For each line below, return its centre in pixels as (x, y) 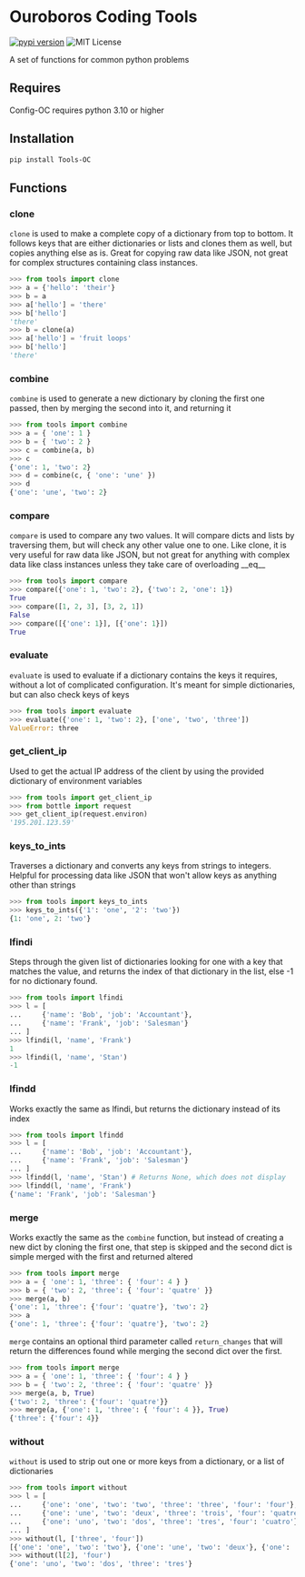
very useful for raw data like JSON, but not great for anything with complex (150, 555)
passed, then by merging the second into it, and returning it (120, 408)
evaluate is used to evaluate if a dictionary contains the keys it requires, (144, 675)
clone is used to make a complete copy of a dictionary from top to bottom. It (151, 234)
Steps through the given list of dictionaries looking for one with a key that (146, 962)
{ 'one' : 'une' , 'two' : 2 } (58, 493)
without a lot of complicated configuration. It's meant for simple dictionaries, (152, 685)
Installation (42, 139)
